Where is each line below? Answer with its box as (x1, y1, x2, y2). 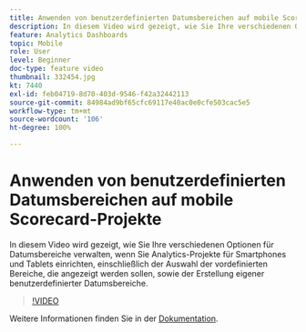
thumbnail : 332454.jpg (9, 73, 96, 82)
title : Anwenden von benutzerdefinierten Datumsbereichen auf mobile (9, 13, 280, 23)
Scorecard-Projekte (9, 209, 162, 230)
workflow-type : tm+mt (9, 106, 92, 116)
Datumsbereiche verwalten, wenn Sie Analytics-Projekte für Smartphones (9, 248, 287, 259)
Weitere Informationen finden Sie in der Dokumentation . (9, 313, 219, 324)
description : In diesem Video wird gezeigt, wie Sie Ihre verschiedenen (9, 22, 291, 31)
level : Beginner (9, 55, 71, 65)
